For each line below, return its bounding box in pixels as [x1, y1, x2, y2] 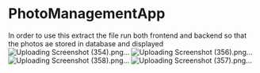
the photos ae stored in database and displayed [8, 38, 164, 48]
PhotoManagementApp [8, 5, 166, 23]
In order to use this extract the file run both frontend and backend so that [8, 31, 247, 40]
